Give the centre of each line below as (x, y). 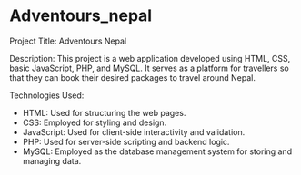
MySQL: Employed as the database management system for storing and (157, 151)
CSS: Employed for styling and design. (95, 122)
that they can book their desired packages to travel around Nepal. (133, 77)
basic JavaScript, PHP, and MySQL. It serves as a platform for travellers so (149, 68)
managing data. (52, 160)
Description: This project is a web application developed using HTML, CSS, (150, 58)
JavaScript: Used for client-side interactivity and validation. (134, 131)
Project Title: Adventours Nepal (68, 41)
